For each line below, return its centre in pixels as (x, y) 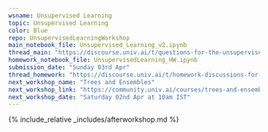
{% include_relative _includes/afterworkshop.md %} (94, 119)
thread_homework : (37, 75)
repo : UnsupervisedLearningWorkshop (69, 38)
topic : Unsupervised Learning (59, 23)
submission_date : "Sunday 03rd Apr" (69, 68)
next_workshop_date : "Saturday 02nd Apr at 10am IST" (100, 97)
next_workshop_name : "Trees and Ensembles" (82, 82)
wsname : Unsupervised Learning (60, 16)
